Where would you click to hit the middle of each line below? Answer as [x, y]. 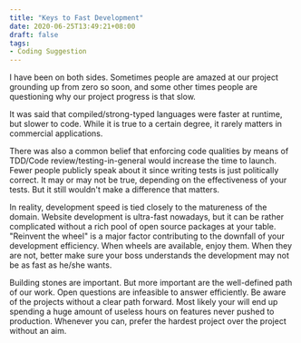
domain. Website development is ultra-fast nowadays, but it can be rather [146, 217]
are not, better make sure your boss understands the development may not [150, 256]
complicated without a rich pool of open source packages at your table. [143, 227]
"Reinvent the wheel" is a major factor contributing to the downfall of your [147, 236]
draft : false [34, 34]
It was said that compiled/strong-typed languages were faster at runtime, [146, 114]
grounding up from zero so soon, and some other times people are [134, 87]
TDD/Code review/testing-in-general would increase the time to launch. [143, 161]
